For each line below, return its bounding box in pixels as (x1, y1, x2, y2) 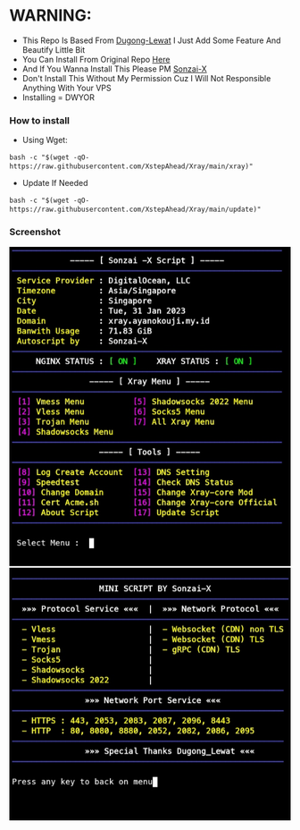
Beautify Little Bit (21, 44, 86, 55)
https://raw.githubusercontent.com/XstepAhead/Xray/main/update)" (9, 205, 262, 215)
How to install (9, 114, 70, 126)
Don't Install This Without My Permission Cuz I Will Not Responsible (21, 72, 271, 83)
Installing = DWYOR (21, 91, 96, 103)
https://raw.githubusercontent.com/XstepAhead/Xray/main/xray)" (9, 162, 254, 171)
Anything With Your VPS (21, 82, 112, 93)
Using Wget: (21, 135, 69, 146)
